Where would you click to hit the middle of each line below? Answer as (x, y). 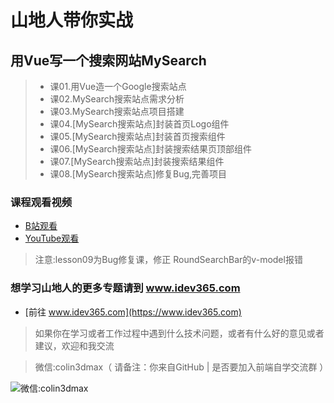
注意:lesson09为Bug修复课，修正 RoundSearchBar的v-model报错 (168, 260)
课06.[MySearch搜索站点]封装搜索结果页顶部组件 (150, 149)
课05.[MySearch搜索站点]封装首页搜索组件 (137, 136)
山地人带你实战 (72, 20)
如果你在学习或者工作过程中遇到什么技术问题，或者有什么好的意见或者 (179, 333)
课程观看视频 (41, 202)
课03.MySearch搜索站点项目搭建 (117, 111)
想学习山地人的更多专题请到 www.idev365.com (125, 288)
